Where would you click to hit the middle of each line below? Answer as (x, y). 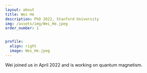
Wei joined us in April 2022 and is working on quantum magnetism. (74, 65)
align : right (23, 46)
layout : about (20, 10)
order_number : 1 (22, 28)
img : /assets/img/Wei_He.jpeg (37, 24)
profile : (14, 42)
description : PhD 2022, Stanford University (52, 19)
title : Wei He (20, 14)
